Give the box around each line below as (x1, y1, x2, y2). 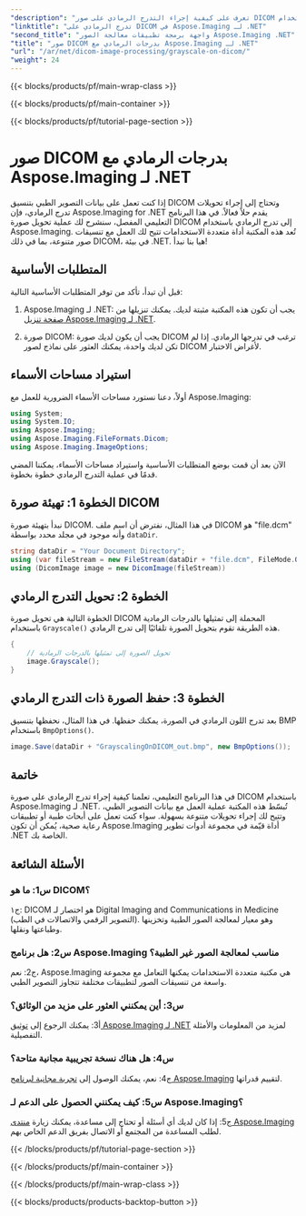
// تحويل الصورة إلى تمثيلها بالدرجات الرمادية (26, 648, 171, 658)
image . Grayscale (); (26, 657, 101, 666)
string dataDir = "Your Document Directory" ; (10, 547, 185, 556)
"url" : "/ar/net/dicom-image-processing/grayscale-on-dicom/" (10, 47, 251, 56)
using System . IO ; (10, 417, 76, 427)
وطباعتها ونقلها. (10, 923, 63, 934)
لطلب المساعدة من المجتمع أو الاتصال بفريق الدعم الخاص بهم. (10, 1126, 222, 1137)
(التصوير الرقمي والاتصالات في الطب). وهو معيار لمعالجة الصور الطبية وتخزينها (10, 913, 273, 924)
